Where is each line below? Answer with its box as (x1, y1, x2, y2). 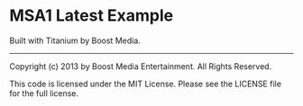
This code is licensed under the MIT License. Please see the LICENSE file (9, 78, 282, 89)
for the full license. (9, 87, 79, 99)
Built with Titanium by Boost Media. (9, 35, 142, 46)
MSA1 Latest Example (9, 5, 174, 26)
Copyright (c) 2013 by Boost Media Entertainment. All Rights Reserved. (9, 60, 272, 72)
